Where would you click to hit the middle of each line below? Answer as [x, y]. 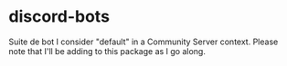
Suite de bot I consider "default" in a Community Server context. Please [143, 42]
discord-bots [59, 17]
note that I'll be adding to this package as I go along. [107, 51]
